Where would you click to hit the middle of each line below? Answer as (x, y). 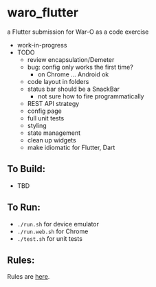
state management (54, 133)
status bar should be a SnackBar (74, 89)
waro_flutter (43, 13)
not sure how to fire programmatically (91, 96)
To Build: (26, 169)
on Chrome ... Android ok (73, 74)
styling (37, 125)
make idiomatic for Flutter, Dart (71, 147)
